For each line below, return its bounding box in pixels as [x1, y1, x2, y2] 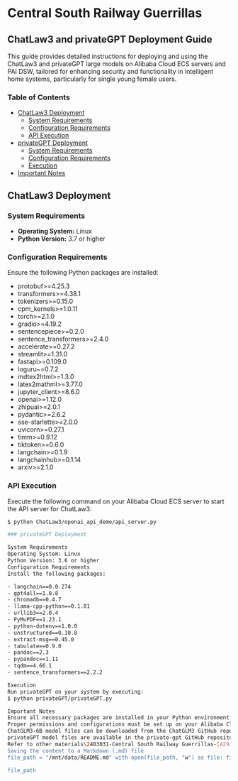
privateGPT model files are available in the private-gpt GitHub [7, 734, 204, 741]
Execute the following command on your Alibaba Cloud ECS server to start [7, 497, 225, 506]
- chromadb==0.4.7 [7, 596, 62, 603]
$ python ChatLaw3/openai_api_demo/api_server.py [7, 518, 157, 525]
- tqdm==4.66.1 [7, 662, 52, 670]
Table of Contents [7, 92, 71, 102]
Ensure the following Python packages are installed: [7, 268, 159, 277]
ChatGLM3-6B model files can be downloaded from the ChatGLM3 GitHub [7, 728, 217, 735]
